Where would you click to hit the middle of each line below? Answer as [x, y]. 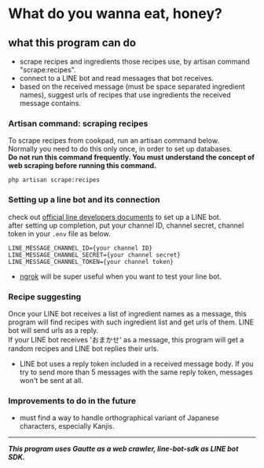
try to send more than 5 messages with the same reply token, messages [136, 372]
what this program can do [72, 43]
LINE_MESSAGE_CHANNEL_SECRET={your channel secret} [94, 255]
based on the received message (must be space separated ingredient [132, 86]
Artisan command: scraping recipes [78, 123]
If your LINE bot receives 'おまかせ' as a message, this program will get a [126, 339]
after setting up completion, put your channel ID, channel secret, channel [126, 225]
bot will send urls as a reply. [53, 330]
